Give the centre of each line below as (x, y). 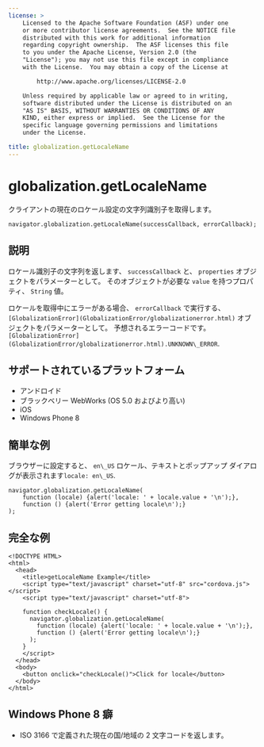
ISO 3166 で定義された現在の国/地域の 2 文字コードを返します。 (124, 735)
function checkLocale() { (65, 611)
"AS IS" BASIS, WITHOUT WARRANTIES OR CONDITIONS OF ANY (119, 111)
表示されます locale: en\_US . (69, 476)
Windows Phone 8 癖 (61, 714)
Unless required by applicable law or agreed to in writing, (125, 96)
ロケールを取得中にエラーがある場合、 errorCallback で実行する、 (117, 308)
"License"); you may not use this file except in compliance (125, 60)
